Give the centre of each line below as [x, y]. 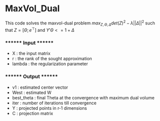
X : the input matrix [31, 53]
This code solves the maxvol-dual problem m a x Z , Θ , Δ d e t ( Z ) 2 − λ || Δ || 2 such [80, 23]
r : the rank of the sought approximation [52, 59]
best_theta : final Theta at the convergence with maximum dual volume [83, 97]
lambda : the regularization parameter [50, 64]
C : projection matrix [33, 113]
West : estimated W [32, 92]
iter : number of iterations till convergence [54, 103]
